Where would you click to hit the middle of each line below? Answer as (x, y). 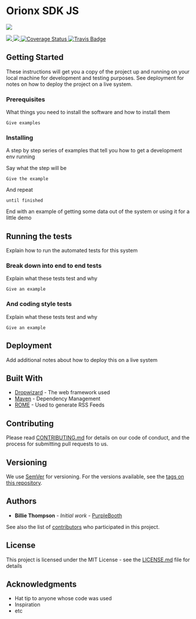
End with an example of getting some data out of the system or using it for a (98, 212)
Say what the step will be (36, 168)
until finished (25, 201)
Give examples (23, 123)
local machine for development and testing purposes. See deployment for (95, 78)
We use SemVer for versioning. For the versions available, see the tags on (95, 477)
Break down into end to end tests (54, 266)
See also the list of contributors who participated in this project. (83, 527)
